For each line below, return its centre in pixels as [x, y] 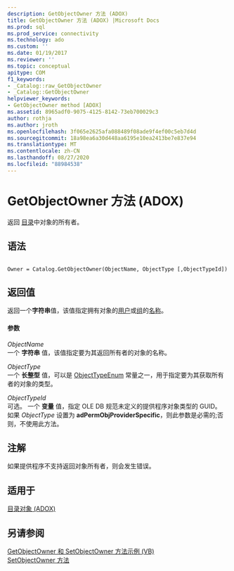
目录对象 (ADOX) [32, 509]
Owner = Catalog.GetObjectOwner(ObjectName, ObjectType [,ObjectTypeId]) [118, 269]
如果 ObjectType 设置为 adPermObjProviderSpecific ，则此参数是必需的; [112, 415]
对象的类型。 [38, 383]
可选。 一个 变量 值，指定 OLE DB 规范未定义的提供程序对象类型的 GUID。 [114, 406]
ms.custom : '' [28, 46]
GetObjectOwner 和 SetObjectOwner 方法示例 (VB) [81, 551]
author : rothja [30, 118]
